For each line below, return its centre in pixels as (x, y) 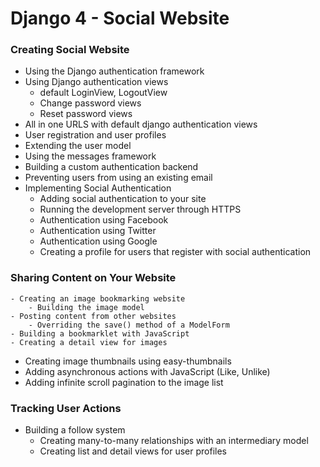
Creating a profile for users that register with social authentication (175, 252)
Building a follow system (75, 430)
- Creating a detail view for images (89, 342)
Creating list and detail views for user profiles (133, 451)
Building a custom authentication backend (111, 167)
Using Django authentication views (96, 82)
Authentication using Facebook (104, 220)
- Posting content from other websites (93, 316)
